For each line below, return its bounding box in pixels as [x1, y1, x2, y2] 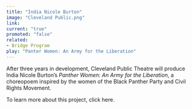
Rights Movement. [6, 84, 51, 91]
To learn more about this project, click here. [6, 96, 115, 103]
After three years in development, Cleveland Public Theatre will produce [6, 65, 185, 72]
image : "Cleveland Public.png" [6, 15, 85, 21]
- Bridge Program [6, 43, 50, 49]
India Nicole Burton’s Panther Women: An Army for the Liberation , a [6, 71, 174, 79]
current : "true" [6, 25, 47, 32]
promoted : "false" [6, 31, 53, 38]
